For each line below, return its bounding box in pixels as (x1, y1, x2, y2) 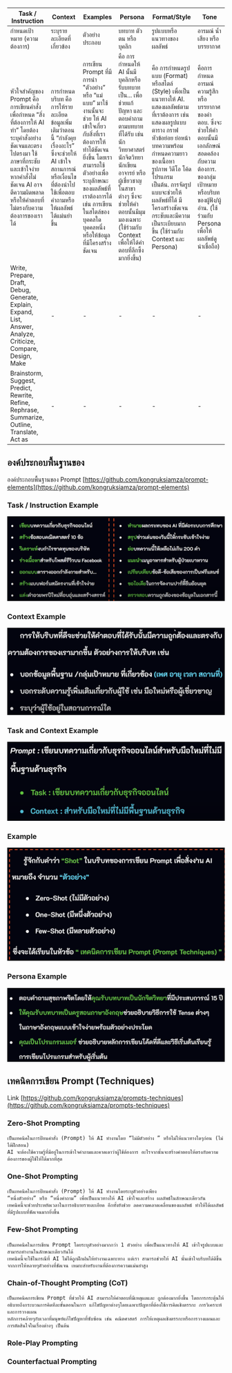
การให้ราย (50, 102, 73, 111)
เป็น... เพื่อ (118, 91, 143, 99)
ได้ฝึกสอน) (7, 1142, 30, 1148)
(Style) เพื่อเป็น (151, 87, 190, 95)
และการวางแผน (7, 1308, 37, 1315)
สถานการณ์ (50, 164, 77, 173)
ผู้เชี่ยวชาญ (118, 177, 142, 184)
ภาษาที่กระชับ (10, 157, 40, 165)
